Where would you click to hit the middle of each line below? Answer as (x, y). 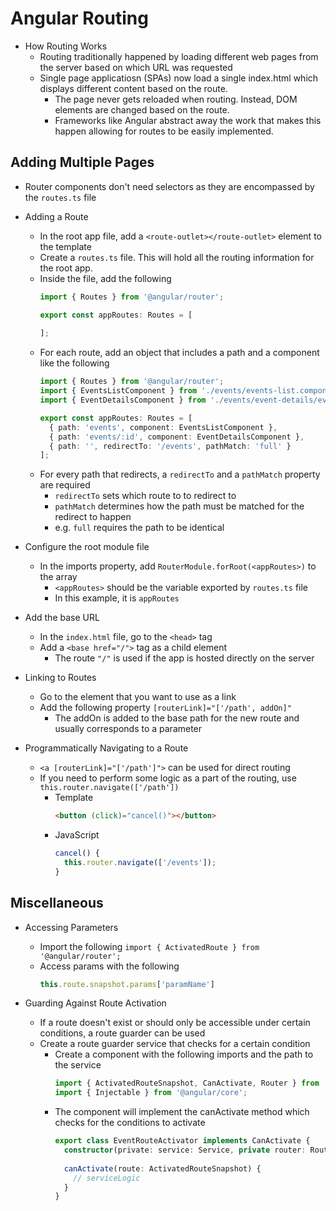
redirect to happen (93, 517)
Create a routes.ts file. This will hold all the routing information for (177, 257)
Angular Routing (79, 18)
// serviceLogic (107, 1178)
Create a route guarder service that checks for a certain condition (175, 1044)
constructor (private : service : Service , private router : (185, 1150)
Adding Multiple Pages (82, 162)
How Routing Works (66, 46)
